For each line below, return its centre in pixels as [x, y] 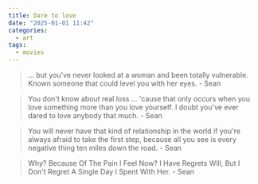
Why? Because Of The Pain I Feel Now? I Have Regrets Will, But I [134, 163]
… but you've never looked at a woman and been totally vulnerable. [138, 75]
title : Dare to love [43, 15]
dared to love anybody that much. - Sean [95, 115]
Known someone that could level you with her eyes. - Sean [124, 83]
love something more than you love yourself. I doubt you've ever [133, 107]
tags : [17, 45]
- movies [30, 52]
